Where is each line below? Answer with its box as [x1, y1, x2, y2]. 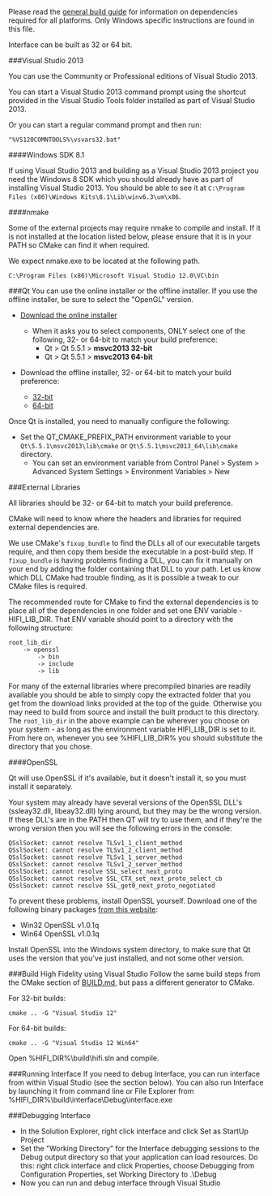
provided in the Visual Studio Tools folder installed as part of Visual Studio [8, 96, 256, 105]
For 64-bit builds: [8, 1023, 66, 1033]
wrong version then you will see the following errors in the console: [8, 823, 232, 833]
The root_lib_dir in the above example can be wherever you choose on [8, 716, 249, 725]
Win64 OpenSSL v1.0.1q [19, 929, 100, 939]
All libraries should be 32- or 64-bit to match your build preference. [8, 499, 233, 507]
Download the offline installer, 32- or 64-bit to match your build [19, 368, 232, 377]
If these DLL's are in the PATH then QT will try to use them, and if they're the [8, 815, 262, 824]
